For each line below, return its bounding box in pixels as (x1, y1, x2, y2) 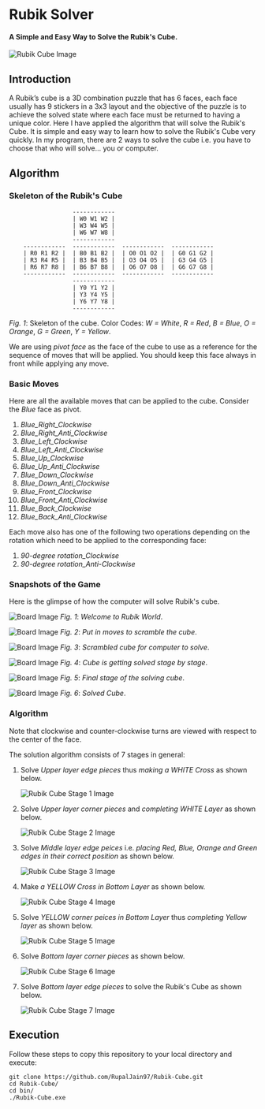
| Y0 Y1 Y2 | (72, 284, 115, 292)
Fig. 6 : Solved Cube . (59, 688, 126, 698)
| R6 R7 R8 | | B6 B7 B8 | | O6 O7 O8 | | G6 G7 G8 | (23, 262, 215, 271)
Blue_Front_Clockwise (20, 487, 92, 497)
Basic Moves (9, 378, 59, 389)
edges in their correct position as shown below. (20, 851, 174, 861)
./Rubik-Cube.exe (9, 1093, 66, 1101)
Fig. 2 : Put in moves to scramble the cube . (59, 627, 198, 637)
